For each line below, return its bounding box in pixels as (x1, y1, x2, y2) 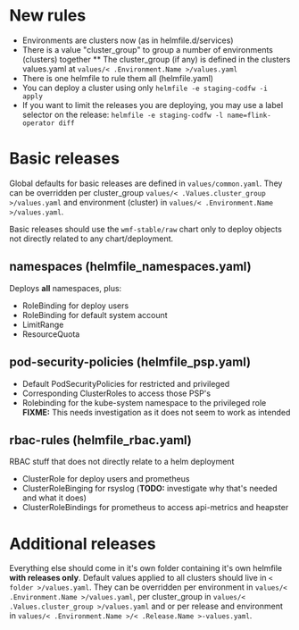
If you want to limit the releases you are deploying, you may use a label (21, 99, 284, 110)
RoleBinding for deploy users (21, 300, 129, 311)
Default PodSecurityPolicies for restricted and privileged (21, 378, 230, 389)
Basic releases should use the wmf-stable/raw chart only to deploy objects (9, 223, 283, 234)
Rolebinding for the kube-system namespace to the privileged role (21, 397, 267, 407)
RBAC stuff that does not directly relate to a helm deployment (9, 457, 235, 467)
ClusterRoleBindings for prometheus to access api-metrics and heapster (21, 502, 289, 513)
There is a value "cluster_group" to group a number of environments (21, 44, 274, 55)
